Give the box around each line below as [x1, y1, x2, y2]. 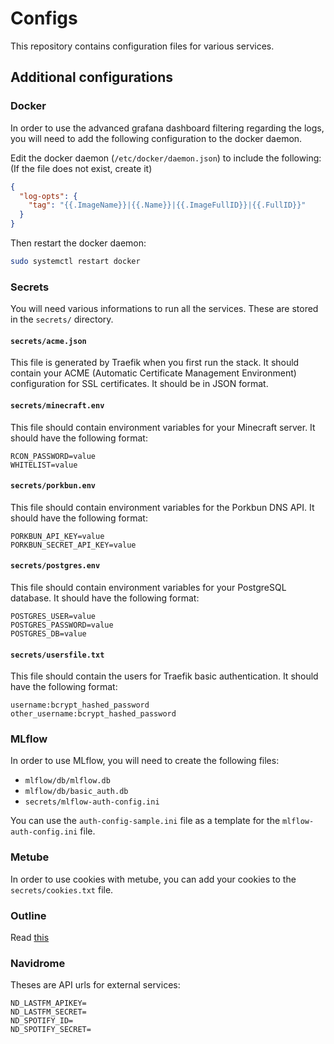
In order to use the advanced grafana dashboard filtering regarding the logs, [10, 122, 325, 134]
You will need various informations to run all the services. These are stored [10, 303, 319, 315]
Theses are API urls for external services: [10, 979, 181, 991]
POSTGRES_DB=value [10, 628, 87, 639]
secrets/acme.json [10, 336, 87, 346]
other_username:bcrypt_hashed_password [10, 709, 177, 719]
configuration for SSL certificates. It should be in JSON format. [10, 378, 269, 390]
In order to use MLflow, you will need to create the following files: [10, 755, 280, 767]
